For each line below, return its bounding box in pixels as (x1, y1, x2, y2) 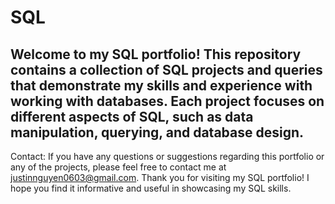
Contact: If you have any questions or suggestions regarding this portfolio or (10, 151, 325, 162)
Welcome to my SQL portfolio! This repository (10, 46, 302, 63)
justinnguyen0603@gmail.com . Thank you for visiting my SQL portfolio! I (10, 172, 310, 183)
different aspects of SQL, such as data (10, 108, 254, 125)
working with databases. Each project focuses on (10, 92, 325, 110)
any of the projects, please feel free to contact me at (10, 161, 227, 173)
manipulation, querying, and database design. (10, 124, 305, 141)
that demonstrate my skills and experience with (10, 77, 313, 94)
